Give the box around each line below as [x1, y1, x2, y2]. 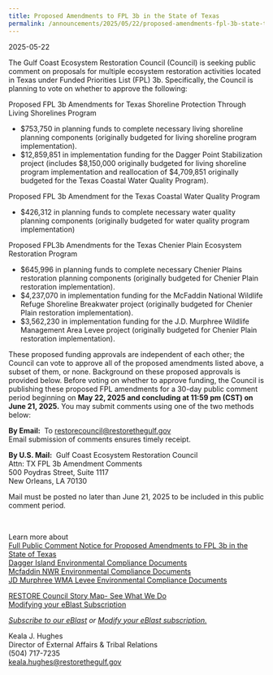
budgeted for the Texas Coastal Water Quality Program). [19, 176, 209, 185]
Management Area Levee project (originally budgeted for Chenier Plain [19, 324, 258, 334]
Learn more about [8, 532, 69, 542]
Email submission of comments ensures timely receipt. [8, 434, 191, 444]
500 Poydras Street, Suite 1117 [8, 467, 110, 477]
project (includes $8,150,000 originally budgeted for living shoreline [19, 158, 247, 168]
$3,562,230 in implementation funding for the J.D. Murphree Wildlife [19, 316, 249, 326]
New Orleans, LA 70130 [8, 476, 88, 486]
